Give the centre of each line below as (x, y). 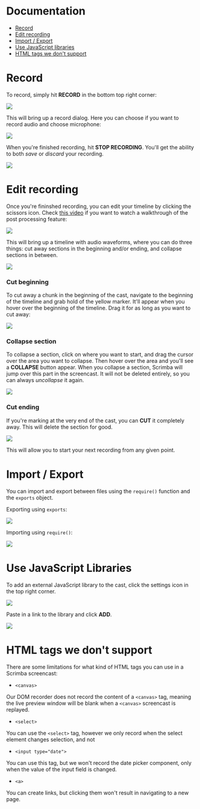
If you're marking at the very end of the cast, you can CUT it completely (95, 420)
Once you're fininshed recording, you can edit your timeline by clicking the (99, 206)
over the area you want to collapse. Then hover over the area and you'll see (100, 361)
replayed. (18, 709)
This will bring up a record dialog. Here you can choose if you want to (92, 118)
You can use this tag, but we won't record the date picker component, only (99, 762)
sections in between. (32, 255)
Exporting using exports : (37, 509)
